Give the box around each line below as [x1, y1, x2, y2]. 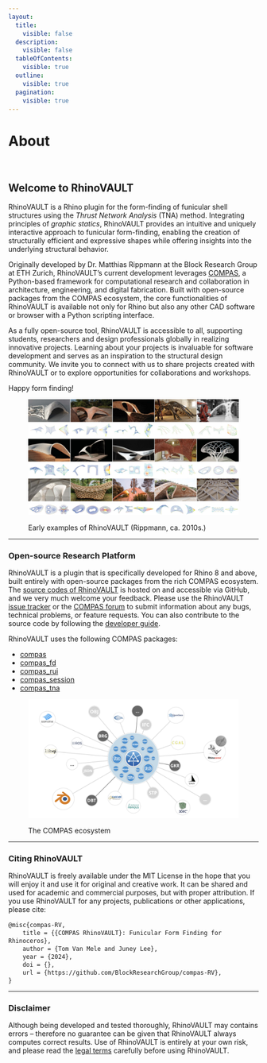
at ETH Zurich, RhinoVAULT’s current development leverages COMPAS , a [8, 269, 246, 278]
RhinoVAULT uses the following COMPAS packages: [8, 634, 178, 644]
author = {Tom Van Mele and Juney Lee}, [22, 945, 158, 953]
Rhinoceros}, [8, 937, 52, 945]
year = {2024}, [22, 953, 73, 961]
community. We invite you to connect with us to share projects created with [8, 360, 256, 369]
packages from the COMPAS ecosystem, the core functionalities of [8, 294, 228, 303]
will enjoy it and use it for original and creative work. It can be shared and [8, 879, 249, 889]
